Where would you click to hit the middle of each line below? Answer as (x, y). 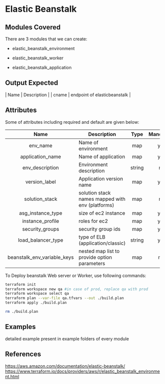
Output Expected (32, 83)
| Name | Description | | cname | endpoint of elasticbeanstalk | (68, 95)
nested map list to (99, 251)
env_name (41, 145)
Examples (20, 327)
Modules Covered (33, 27)
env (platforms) (96, 205)
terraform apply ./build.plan (36, 303)
